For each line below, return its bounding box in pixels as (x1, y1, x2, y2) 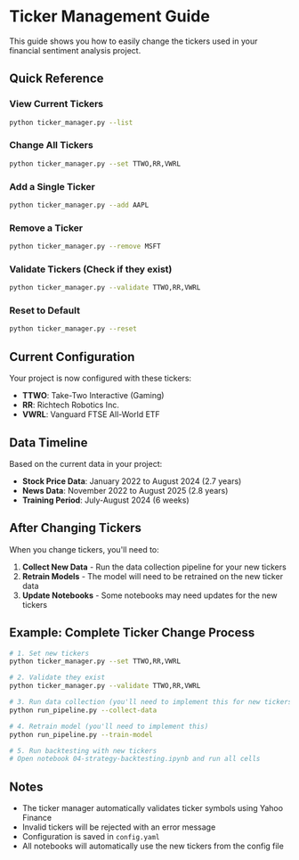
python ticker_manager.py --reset (9, 324, 138, 333)
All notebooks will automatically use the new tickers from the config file (21, 840, 285, 852)
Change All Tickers (9, 139, 93, 152)
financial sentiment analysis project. (9, 45, 141, 55)
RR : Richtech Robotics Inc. (21, 399, 120, 411)
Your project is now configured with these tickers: (9, 373, 192, 384)
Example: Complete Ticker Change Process (9, 626, 255, 641)
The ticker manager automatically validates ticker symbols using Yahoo (21, 803, 283, 814)
